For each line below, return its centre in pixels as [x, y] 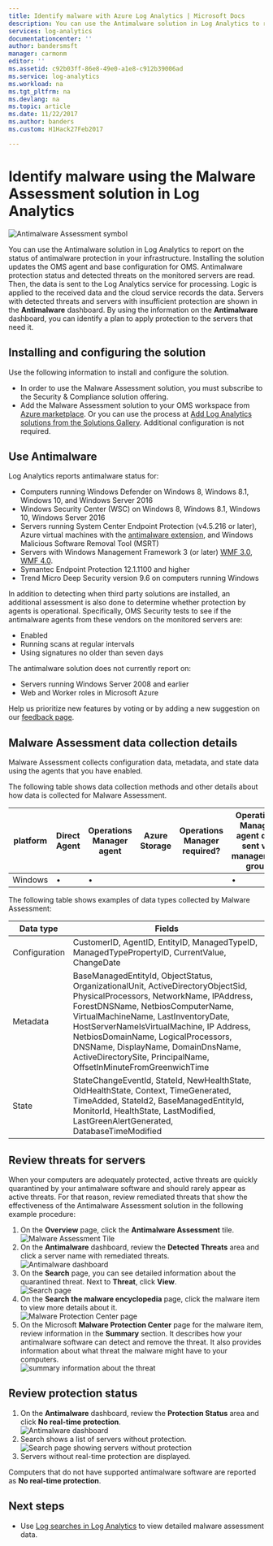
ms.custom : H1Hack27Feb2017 [56, 129]
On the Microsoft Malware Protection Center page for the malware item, [142, 1324]
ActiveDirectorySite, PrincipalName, [141, 1057]
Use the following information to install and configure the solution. [119, 372]
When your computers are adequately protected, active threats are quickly [133, 1180]
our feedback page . [41, 717]
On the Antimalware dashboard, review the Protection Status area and [140, 1413]
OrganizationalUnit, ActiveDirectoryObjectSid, [160, 986]
